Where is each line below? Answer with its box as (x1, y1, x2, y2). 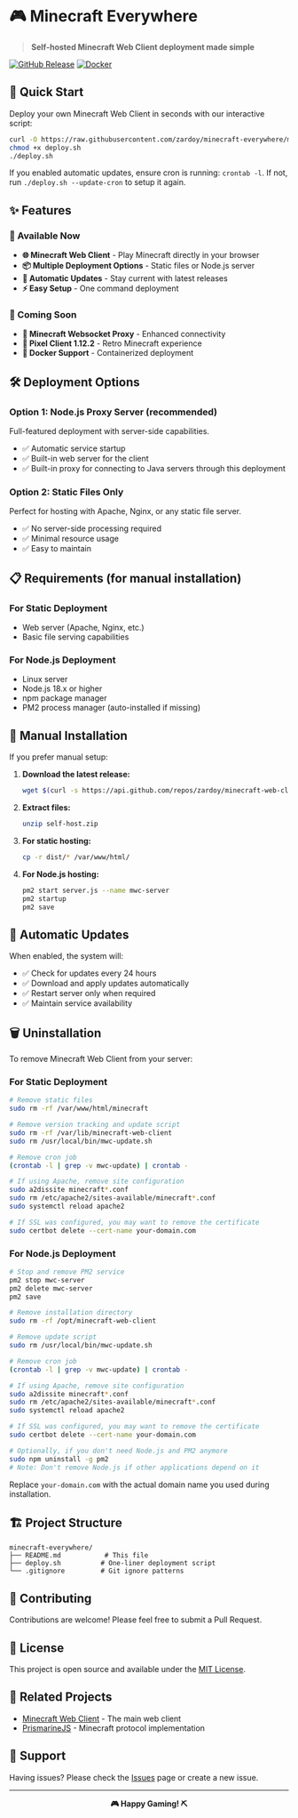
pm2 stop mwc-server (9, 1275, 86, 1284)
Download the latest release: (21, 769, 130, 780)
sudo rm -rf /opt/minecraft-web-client (9, 1316, 157, 1325)
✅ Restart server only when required (21, 988, 156, 999)
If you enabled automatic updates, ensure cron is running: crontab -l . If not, (9, 167, 288, 178)
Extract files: (21, 802, 71, 813)
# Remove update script (9, 1332, 98, 1342)
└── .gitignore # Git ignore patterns (9, 1566, 184, 1576)
